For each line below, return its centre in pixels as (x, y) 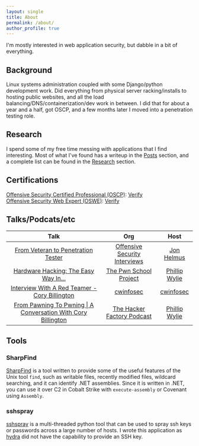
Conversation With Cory (54, 312)
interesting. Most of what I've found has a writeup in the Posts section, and (97, 155)
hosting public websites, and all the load (55, 97)
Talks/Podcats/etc (41, 219)
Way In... (54, 278)
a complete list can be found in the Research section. (71, 162)
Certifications (32, 180)
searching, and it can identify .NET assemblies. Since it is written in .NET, (95, 383)
